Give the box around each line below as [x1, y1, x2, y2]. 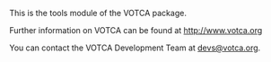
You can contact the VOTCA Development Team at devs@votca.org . [9, 42, 261, 53]
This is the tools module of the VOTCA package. [9, 8, 187, 18]
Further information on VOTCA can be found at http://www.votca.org [9, 25, 263, 35]
